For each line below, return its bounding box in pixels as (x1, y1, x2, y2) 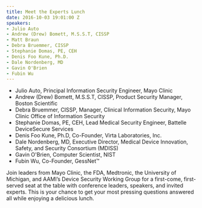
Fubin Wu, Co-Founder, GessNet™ (15, 157, 100, 165)
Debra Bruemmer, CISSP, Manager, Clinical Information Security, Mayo (15, 106, 191, 113)
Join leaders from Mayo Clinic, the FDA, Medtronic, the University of (6, 169, 177, 177)
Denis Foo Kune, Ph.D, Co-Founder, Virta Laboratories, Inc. (15, 132, 162, 139)
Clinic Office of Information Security (15, 113, 105, 120)
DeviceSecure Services (15, 125, 74, 133)
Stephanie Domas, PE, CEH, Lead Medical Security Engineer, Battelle (15, 119, 187, 127)
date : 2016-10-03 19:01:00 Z (6, 14, 80, 20)
